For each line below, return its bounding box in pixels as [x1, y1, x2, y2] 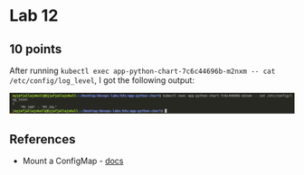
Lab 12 [9, 5, 59, 26]
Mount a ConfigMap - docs [22, 155, 124, 167]
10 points [9, 41, 62, 57]
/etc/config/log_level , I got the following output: [9, 75, 195, 86]
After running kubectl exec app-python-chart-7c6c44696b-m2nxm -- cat [9, 65, 276, 76]
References [9, 132, 76, 147]
